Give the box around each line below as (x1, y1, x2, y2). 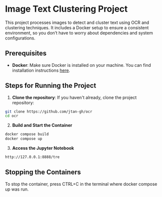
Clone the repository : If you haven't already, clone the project (12, 94, 137, 100)
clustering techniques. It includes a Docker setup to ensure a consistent (5, 24, 149, 30)
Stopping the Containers (5, 168, 81, 177)
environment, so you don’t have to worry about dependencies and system (5, 30, 153, 36)
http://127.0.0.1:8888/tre (5, 155, 60, 159)
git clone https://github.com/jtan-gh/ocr (5, 109, 92, 114)
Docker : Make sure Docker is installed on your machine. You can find (12, 62, 151, 68)
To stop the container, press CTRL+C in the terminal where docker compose (5, 181, 157, 187)
